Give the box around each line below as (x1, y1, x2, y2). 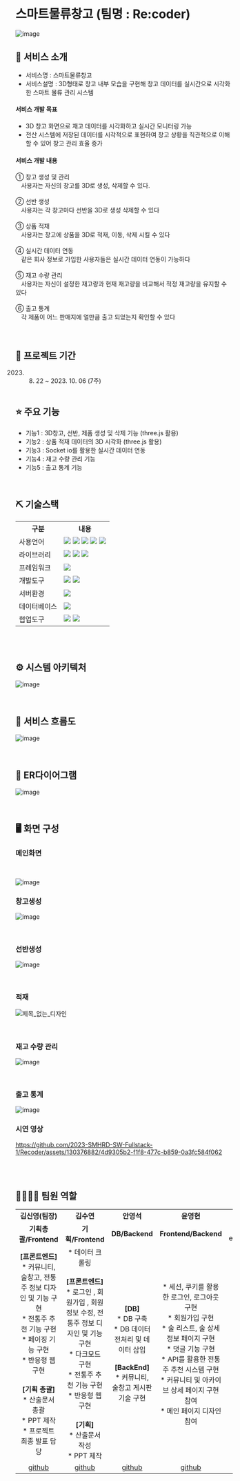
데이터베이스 (19, 602, 58, 611)
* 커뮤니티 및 (160, 1375, 201, 1385)
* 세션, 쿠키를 (162, 1282, 205, 1292)
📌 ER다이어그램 (15, 769, 77, 781)
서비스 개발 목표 (15, 105, 58, 114)
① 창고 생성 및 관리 (15, 173, 70, 181)
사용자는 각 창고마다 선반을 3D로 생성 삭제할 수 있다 (21, 206, 160, 215)
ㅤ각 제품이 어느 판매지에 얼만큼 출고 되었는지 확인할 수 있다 (15, 313, 176, 321)
